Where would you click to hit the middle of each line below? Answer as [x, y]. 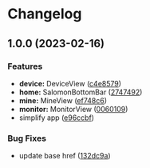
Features [25, 66]
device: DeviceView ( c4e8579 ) [70, 83]
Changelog [45, 14]
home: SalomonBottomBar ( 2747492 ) [81, 92]
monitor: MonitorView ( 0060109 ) [73, 109]
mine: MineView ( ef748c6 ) [63, 100]
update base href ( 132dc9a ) [65, 156]
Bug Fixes [27, 138]
